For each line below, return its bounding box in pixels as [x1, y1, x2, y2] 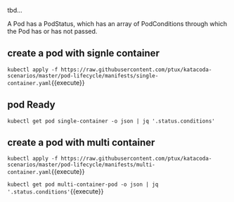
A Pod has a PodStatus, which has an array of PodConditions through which [7, 20, 228, 27]
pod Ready [7, 99, 56, 111]
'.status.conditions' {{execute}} [7, 187, 104, 196]
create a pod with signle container [7, 47, 160, 59]
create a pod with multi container [7, 137, 155, 149]
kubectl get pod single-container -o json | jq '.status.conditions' [7, 118, 216, 125]
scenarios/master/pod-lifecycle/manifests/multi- [7, 161, 156, 168]
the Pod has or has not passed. [7, 27, 98, 35]
